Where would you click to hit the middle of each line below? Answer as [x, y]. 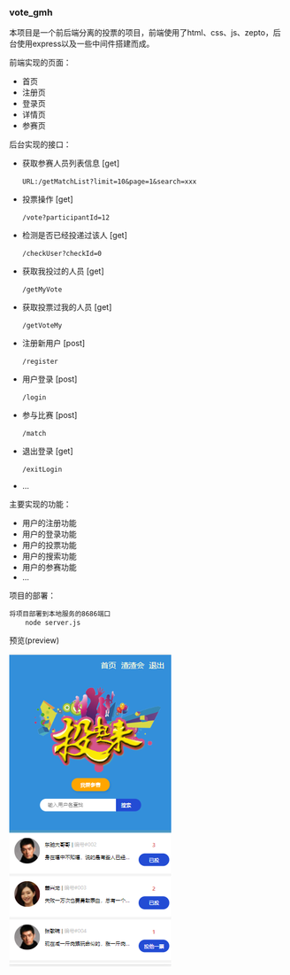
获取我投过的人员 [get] [63, 271]
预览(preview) [34, 640]
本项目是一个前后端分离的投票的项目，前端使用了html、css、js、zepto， [141, 33]
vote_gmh [31, 12]
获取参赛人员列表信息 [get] [71, 163]
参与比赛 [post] [50, 415]
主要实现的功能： [40, 504]
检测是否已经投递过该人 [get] [75, 236]
